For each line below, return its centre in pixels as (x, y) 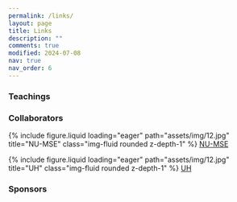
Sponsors (28, 188)
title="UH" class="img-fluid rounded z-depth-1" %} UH (100, 168)
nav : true (25, 61)
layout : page (30, 23)
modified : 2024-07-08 (45, 53)
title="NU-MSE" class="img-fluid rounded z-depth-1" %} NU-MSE (118, 144)
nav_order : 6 (30, 68)
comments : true (34, 46)
